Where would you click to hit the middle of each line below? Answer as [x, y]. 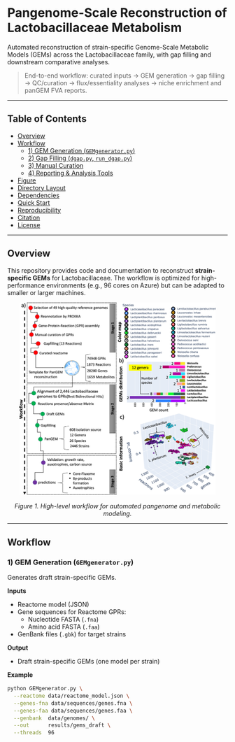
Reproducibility [39, 210]
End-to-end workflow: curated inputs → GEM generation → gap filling [124, 76]
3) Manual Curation [56, 165]
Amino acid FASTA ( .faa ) [64, 627]
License [29, 224]
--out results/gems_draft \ [62, 725]
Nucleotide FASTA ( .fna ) [63, 620]
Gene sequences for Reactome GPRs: [72, 612]
